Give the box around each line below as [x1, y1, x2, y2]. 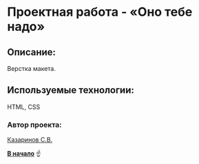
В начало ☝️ [7, 150, 41, 158]
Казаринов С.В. [7, 136, 53, 144]
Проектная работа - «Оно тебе [7, 4, 193, 20]
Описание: [7, 46, 56, 58]
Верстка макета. [7, 65, 56, 72]
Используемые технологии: [7, 84, 134, 96]
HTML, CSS [7, 103, 41, 111]
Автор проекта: [7, 120, 62, 130]
